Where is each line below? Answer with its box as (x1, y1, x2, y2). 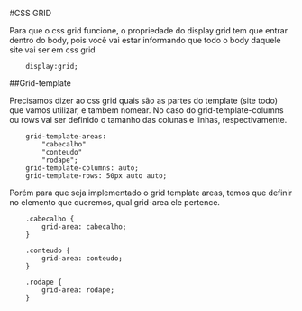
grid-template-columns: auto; (25, 164, 140, 173)
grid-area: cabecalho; (41, 222, 127, 231)
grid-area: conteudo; (41, 254, 124, 263)
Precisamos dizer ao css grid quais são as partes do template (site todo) (9, 95, 278, 106)
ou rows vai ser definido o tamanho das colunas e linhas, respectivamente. (9, 115, 288, 125)
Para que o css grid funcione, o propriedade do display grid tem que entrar (9, 25, 288, 35)
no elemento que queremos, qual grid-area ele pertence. (9, 197, 221, 207)
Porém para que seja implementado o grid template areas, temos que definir (9, 187, 293, 198)
